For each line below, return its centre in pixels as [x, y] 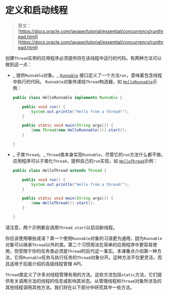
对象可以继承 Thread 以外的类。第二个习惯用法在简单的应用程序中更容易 [79, 245]
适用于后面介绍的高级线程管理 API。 [47, 263]
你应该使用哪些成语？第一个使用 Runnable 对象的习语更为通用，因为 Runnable [84, 238]
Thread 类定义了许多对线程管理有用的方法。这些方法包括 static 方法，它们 [81, 274]
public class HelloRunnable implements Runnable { [67, 97]
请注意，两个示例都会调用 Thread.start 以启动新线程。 [61, 227]
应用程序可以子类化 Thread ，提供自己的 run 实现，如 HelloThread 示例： [85, 160]
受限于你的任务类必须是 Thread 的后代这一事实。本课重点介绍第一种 [88, 251]
